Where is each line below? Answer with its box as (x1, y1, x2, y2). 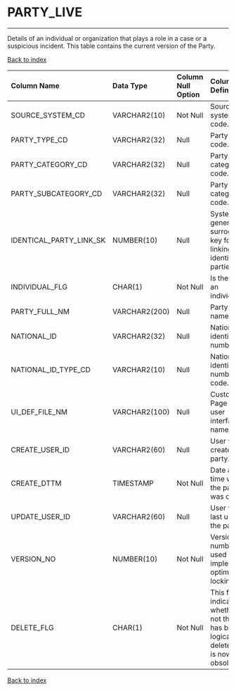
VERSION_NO (11, 554, 56, 564)
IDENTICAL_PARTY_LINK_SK (11, 235, 106, 245)
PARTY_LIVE (7, 4, 83, 20)
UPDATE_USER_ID (11, 511, 71, 521)
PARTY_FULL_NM (11, 306, 70, 316)
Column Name (11, 80, 60, 90)
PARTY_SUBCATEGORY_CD (11, 188, 103, 198)
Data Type (112, 80, 147, 90)
